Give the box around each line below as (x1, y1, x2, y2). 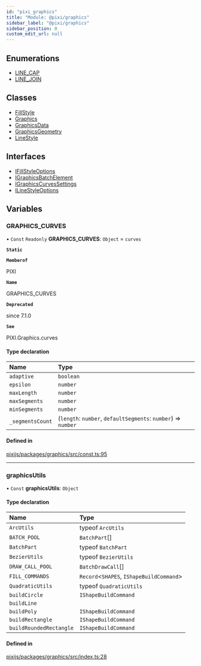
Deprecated (6, 302, 33, 308)
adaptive (9, 373, 34, 380)
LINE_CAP (14, 69, 40, 76)
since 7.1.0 (6, 312, 32, 319)
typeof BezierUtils (79, 553, 133, 561)
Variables (6, 204, 43, 214)
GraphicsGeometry (14, 128, 62, 135)
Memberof (6, 258, 28, 264)
